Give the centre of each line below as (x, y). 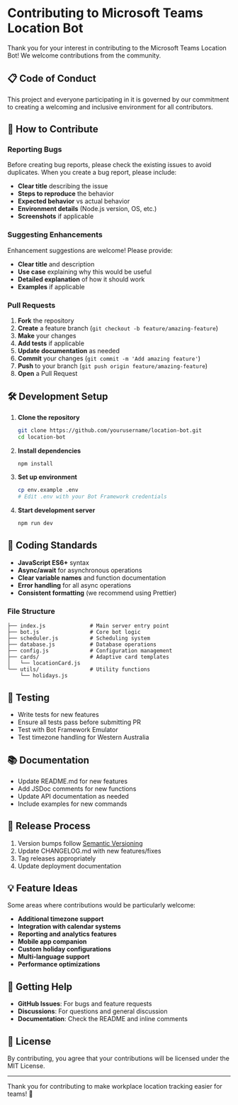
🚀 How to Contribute (53, 129)
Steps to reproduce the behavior (66, 194)
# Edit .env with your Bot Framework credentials (92, 497)
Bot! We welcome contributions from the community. (84, 55)
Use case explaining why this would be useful (85, 271)
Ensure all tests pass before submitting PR (79, 722)
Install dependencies (49, 451)
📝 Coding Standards (52, 545)
